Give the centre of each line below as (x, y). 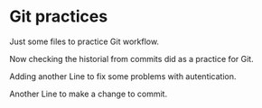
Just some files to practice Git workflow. (84, 41)
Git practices (59, 17)
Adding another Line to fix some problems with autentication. (123, 76)
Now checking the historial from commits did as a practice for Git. (132, 58)
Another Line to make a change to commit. (89, 94)
